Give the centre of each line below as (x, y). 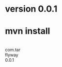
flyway (12, 55)
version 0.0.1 (31, 9)
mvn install (28, 31)
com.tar (13, 50)
